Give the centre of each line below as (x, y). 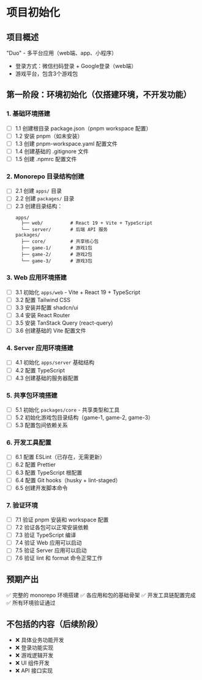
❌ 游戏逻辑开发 (34, 655)
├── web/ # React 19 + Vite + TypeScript (87, 223)
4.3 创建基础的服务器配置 (47, 378)
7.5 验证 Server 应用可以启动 (51, 550)
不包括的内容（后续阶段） (54, 624)
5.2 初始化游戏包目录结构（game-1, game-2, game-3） (84, 417)
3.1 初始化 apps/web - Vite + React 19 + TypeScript (78, 292)
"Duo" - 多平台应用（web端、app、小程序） (62, 53)
